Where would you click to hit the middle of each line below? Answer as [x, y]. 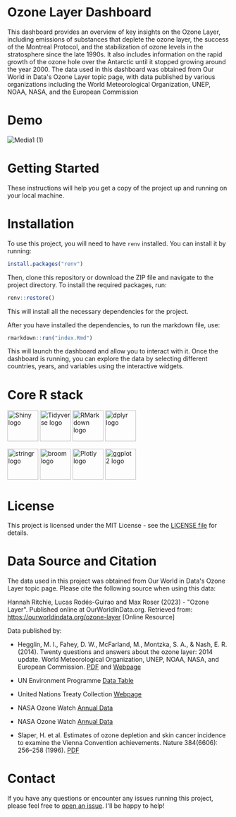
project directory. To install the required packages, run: [87, 285]
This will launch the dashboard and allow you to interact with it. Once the [113, 351]
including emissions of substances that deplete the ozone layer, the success [118, 39]
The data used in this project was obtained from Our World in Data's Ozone [116, 581]
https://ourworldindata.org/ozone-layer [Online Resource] [91, 617]
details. [18, 533]
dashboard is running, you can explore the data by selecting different [107, 359]
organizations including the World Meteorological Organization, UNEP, [109, 84]
